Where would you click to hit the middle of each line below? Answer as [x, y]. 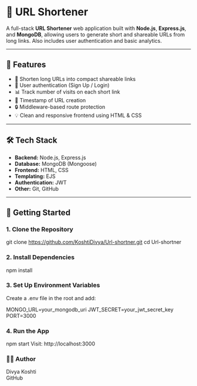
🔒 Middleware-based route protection [60, 107]
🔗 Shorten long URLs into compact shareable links [75, 79]
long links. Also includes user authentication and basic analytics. [84, 41]
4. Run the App [28, 331]
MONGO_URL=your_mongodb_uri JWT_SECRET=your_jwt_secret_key [90, 309]
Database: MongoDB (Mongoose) [56, 163]
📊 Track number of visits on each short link [67, 92]
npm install [19, 270]
